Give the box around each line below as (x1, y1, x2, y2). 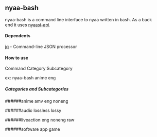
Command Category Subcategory (5, 65, 73, 72)
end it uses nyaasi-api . (5, 22, 51, 28)
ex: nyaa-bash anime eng (5, 75, 56, 81)
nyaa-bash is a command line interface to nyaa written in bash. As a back (5, 16, 152, 22)
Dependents (5, 33, 31, 39)
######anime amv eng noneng (5, 98, 69, 104)
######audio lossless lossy (5, 107, 62, 113)
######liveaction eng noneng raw (5, 117, 74, 123)
